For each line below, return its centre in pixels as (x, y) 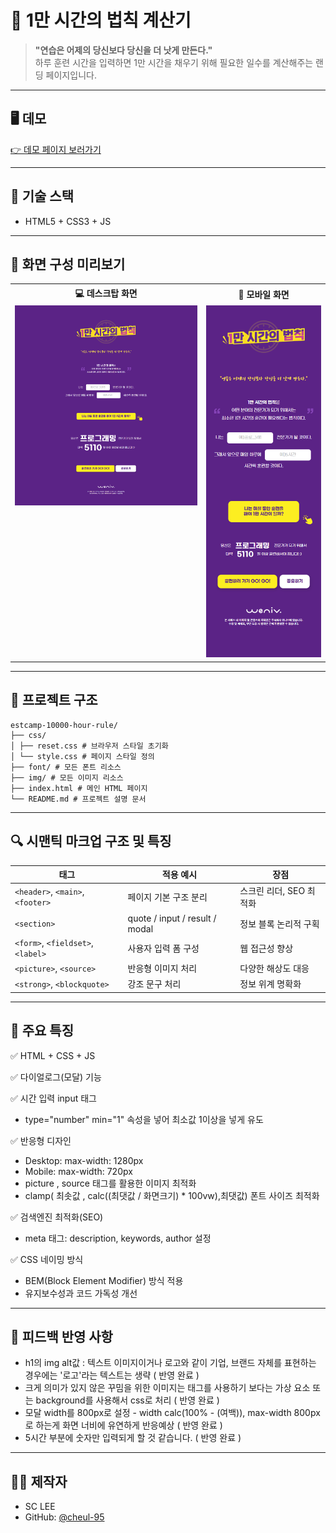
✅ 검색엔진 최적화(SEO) (57, 1217)
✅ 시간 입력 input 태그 (53, 1098)
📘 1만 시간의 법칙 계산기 (101, 20)
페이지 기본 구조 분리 (167, 897)
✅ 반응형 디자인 (41, 1140)
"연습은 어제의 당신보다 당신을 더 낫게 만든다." (123, 50)
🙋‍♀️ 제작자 (39, 1481)
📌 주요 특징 (42, 1031)
